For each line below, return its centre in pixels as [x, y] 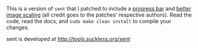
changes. [18, 27]
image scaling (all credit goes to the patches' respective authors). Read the [99, 15]
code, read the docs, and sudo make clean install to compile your [89, 21]
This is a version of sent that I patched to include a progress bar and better [99, 9]
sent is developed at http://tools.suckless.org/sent [68, 39]
